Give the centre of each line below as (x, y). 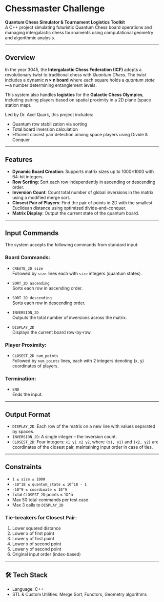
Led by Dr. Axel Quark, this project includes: (49, 114)
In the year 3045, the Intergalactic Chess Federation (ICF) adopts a (73, 70)
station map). (18, 105)
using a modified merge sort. (41, 197)
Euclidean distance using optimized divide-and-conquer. (69, 208)
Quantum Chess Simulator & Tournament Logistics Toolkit (65, 22)
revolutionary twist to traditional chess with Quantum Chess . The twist (76, 74)
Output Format (28, 414)
